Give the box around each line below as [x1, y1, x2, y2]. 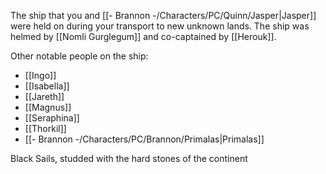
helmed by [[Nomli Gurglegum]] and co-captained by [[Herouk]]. [10, 31, 277, 42]
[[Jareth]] [24, 91, 65, 102]
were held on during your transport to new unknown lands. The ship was [10, 20, 310, 32]
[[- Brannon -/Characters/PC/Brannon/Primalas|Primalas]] [24, 133, 265, 145]
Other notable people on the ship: [10, 50, 149, 62]
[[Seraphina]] [24, 112, 80, 124]
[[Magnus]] [24, 101, 72, 113]
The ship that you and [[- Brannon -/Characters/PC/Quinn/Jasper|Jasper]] [10, 10, 317, 21]
